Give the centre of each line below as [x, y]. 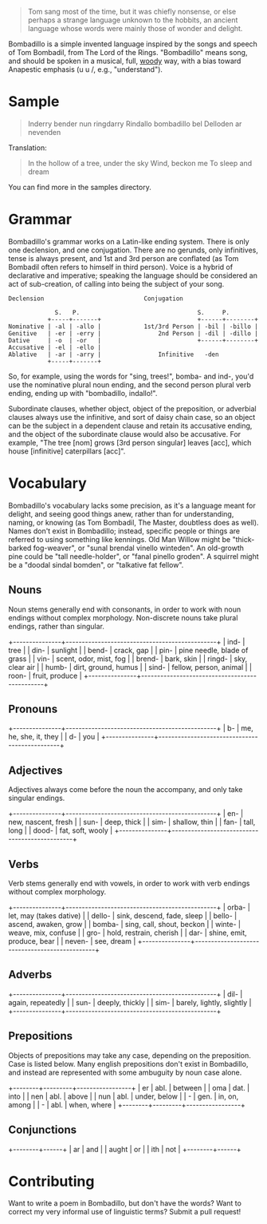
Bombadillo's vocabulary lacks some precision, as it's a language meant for [132, 505]
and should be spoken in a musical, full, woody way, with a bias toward [125, 61]
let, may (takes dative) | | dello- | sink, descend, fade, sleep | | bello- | [123, 916]
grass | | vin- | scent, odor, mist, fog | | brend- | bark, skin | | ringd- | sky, [128, 659]
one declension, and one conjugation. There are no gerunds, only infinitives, [133, 250]
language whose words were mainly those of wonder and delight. [135, 28]
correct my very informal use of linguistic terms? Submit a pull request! [125, 1212]
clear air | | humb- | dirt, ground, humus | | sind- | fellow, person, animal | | [130, 667]
